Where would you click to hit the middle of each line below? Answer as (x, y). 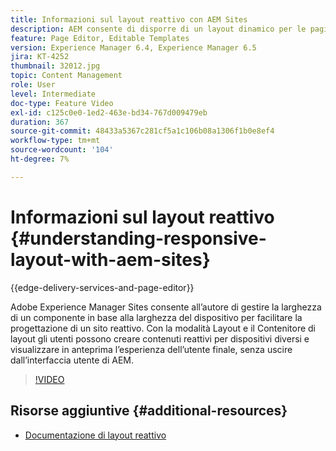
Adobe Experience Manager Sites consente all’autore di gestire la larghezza (166, 307)
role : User (33, 85)
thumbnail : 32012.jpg (55, 66)
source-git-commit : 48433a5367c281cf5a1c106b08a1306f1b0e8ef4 (142, 131)
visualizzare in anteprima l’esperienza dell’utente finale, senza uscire (151, 349)
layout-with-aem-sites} (110, 259)
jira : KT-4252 (40, 57)
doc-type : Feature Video (62, 103)
